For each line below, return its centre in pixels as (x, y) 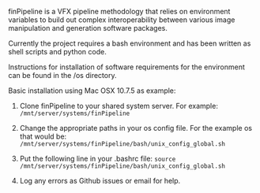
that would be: (43, 136)
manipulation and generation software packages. (88, 28)
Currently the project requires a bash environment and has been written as (130, 43)
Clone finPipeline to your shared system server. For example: (119, 106)
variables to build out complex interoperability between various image (122, 20)
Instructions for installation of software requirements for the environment (126, 67)
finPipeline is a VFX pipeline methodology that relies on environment (119, 11)
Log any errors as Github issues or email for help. (100, 181)
